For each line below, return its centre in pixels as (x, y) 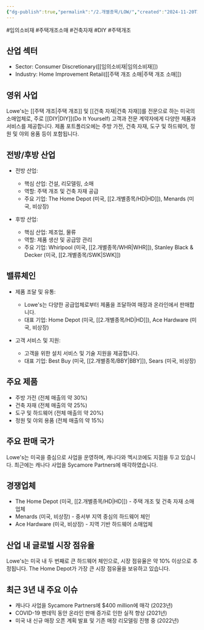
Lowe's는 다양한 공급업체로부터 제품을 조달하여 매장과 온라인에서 (101, 304)
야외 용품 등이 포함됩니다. (49, 134)
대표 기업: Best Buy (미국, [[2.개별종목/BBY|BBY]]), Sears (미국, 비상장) (110, 361)
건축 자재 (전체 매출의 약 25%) (51, 405)
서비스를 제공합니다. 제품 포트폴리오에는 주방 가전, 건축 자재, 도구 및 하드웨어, (98, 126)
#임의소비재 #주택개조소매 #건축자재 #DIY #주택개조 (69, 30)
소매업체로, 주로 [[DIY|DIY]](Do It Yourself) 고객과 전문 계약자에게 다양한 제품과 (101, 118)
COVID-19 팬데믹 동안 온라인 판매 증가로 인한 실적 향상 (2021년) (91, 613)
